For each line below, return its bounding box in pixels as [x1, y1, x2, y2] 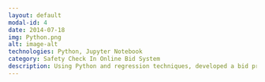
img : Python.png [8, 33, 62, 41]
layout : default [8, 11, 62, 20]
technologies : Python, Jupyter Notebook [8, 48, 144, 55]
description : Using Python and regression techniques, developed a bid [8, 62, 248, 70]
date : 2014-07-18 [8, 26, 65, 34]
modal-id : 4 [8, 19, 47, 27]
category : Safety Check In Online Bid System [8, 55, 160, 63]
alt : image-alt [8, 41, 58, 48]
